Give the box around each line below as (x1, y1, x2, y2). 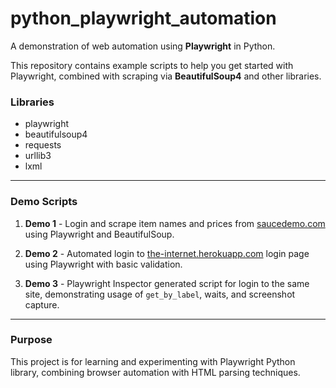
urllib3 (24, 150, 52, 162)
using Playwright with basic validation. (24, 258, 183, 270)
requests (24, 139, 62, 151)
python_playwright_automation (10, 7, 277, 30)
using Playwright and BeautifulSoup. (24, 228, 175, 240)
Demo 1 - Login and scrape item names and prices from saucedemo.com (24, 217, 326, 229)
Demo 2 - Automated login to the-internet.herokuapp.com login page (24, 247, 310, 259)
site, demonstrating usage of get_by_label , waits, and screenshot (24, 288, 296, 300)
